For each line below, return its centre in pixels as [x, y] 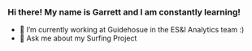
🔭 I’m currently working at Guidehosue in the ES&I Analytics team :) [132, 30]
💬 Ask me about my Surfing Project [78, 38]
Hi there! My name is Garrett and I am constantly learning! [124, 12]
